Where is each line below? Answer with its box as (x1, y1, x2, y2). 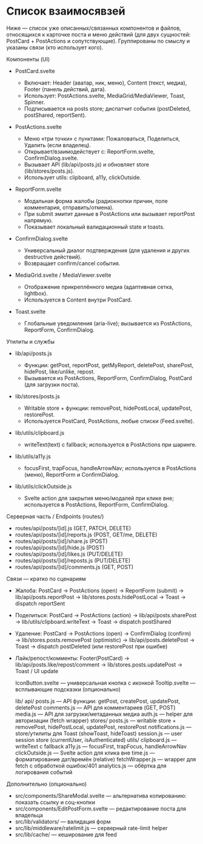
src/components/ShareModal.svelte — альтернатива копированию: (15, 792, 187, 799)
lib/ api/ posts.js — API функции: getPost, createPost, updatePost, (15, 697, 181, 705)
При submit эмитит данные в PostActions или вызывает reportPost (24, 210, 195, 217)
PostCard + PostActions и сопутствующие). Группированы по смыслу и (6, 37, 190, 44)
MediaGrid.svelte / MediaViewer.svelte (15, 271, 111, 278)
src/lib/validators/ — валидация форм (15, 818, 111, 825)
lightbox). (24, 289, 48, 297)
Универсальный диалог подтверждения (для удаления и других (24, 246, 190, 254)
